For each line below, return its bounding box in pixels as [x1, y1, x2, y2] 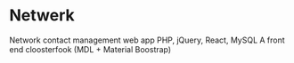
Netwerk [9, 5, 76, 26]
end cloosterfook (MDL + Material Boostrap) [9, 43, 172, 54]
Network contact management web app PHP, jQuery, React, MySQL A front [9, 35, 285, 45]
